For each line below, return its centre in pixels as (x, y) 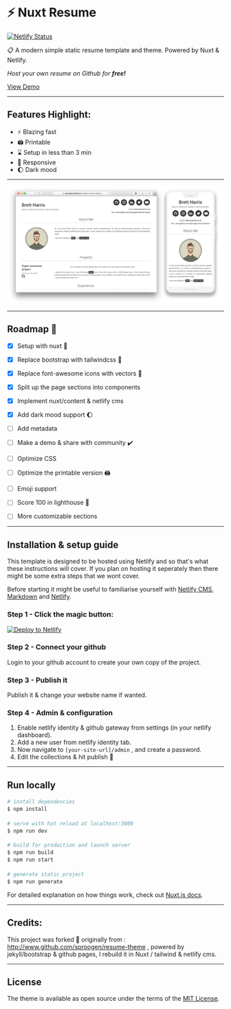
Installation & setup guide (63, 544)
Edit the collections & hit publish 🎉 (65, 757)
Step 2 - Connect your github (57, 647)
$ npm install (27, 809)
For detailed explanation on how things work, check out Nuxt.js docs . (105, 895)
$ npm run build (30, 853)
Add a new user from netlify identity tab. (74, 742)
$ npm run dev (27, 831)
